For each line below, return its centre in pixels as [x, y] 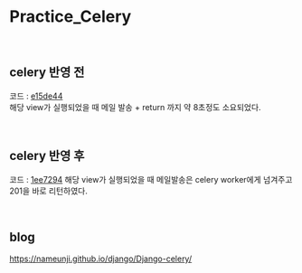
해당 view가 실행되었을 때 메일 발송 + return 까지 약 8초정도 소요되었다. [135, 107]
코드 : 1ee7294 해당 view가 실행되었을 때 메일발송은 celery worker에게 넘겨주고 [151, 179]
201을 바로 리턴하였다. [49, 191]
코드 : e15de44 [36, 96]
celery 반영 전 [47, 73]
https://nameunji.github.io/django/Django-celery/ [101, 259]
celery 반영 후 [47, 156]
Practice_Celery [71, 17]
